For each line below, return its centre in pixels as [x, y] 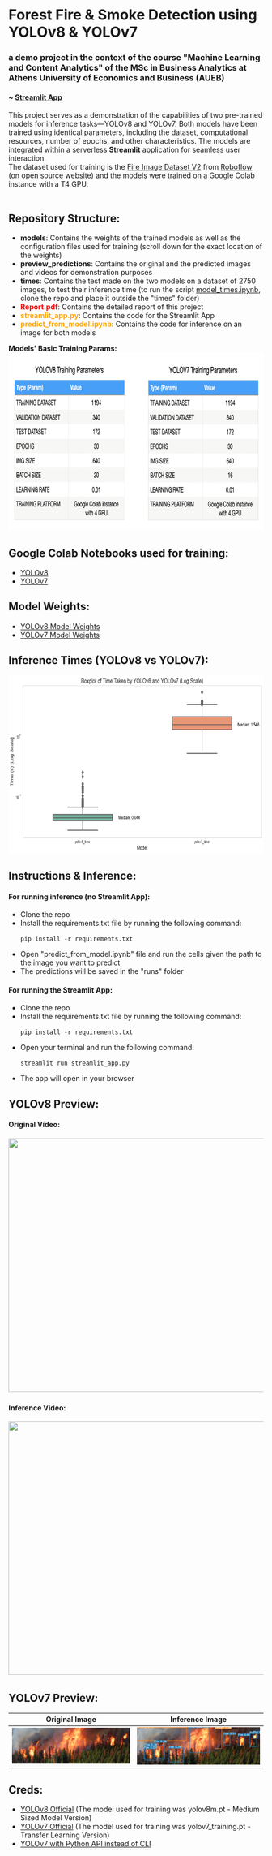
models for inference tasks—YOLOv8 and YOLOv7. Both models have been [133, 124]
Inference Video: [37, 1408]
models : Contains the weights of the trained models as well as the [130, 238]
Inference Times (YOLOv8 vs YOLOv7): [108, 660]
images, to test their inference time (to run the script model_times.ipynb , [140, 290]
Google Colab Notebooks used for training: [119, 553]
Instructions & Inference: [72, 875]
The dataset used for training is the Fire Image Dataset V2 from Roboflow [130, 167]
